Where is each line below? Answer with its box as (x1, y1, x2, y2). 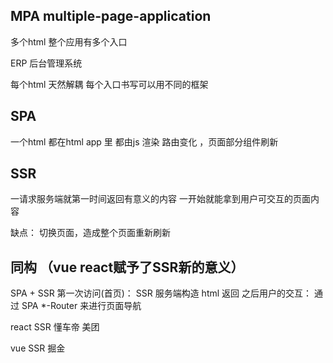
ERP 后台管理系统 (10, 57, 83, 69)
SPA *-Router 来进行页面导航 (21, 300, 142, 312)
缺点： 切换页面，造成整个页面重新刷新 (10, 227, 171, 239)
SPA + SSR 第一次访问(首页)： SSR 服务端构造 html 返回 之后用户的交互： (10, 287, 312, 299)
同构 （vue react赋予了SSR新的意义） (10, 259, 245, 276)
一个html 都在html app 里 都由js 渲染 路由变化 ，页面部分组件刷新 (10, 135, 279, 148)
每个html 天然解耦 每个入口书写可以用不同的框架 (10, 78, 209, 90)
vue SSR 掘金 (10, 342, 66, 354)
